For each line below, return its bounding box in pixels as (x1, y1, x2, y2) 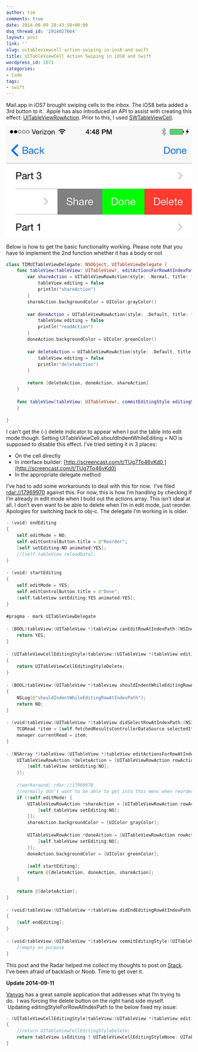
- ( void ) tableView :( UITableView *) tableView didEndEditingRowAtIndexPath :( (6, 907, 196, 913)
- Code (6, 72, 22, 78)
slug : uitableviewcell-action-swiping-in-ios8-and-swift (6, 47, 149, 53)
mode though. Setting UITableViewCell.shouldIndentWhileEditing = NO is (6, 435, 183, 442)
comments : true (6, 15, 44, 22)
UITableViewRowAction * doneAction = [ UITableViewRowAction (27, 832, 176, 838)
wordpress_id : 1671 (6, 59, 54, 65)
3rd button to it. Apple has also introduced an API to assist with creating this (6, 108, 192, 115)
